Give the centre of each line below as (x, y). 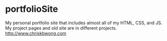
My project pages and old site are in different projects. (61, 28)
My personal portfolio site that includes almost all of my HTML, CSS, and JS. (84, 23)
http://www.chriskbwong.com (36, 33)
